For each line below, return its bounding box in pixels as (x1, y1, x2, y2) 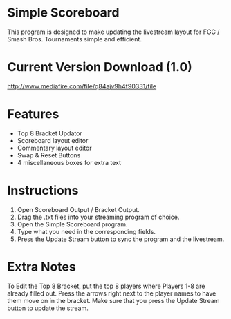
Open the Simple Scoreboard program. (17, 220, 128, 229)
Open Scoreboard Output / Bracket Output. (17, 205, 140, 213)
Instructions (7, 183, 79, 198)
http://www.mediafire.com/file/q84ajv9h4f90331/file (7, 81, 157, 90)
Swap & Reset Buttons (17, 151, 81, 159)
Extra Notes (7, 259, 76, 274)
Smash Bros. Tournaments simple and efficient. (7, 35, 142, 43)
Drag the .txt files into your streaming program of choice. (17, 213, 180, 221)
